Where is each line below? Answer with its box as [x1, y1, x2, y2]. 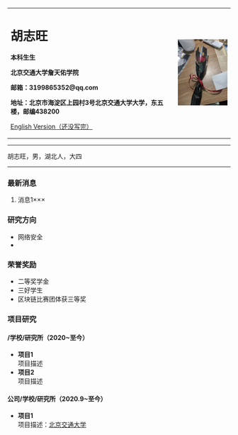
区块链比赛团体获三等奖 [17, 295, 86, 304]
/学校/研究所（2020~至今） [7, 333, 89, 341]
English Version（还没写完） [10, 122, 93, 131]
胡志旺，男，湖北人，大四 [7, 152, 82, 160]
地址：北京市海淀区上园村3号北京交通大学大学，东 [10, 98, 158, 106]
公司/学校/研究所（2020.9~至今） [7, 395, 108, 403]
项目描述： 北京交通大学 [17, 420, 86, 429]
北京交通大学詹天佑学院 [10, 68, 79, 77]
